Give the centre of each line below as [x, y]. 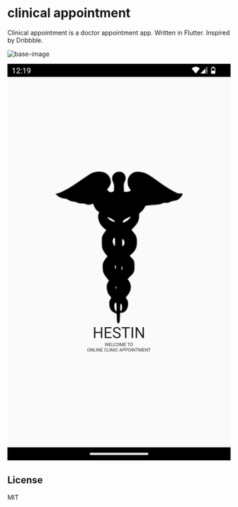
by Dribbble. [25, 40]
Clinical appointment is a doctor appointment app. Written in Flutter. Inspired [119, 33]
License [25, 480]
